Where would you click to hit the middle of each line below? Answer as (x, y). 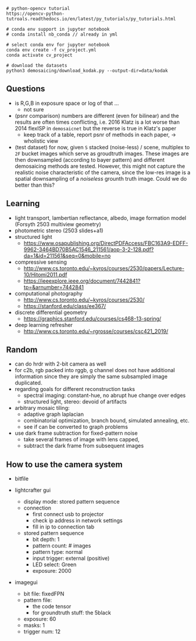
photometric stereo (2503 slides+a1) (59, 230)
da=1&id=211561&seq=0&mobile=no (67, 255)
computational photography (49, 293)
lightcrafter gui (33, 490)
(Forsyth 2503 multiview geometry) (58, 224)
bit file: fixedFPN (44, 594)
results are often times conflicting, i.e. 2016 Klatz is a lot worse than (97, 122)
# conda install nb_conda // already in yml (62, 34)
